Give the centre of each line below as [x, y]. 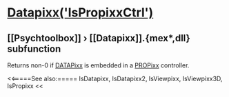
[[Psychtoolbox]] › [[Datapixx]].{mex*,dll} [99, 38]
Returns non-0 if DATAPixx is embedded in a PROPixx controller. [98, 65]
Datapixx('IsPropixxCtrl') [80, 13]
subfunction [34, 48]
